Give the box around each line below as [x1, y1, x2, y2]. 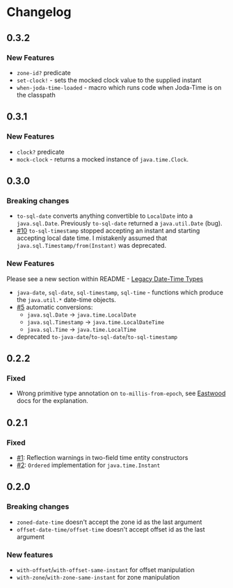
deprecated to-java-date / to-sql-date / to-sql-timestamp [16, 332, 178, 341]
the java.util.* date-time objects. [16, 295, 116, 303]
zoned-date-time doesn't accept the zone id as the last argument [16, 518, 202, 526]
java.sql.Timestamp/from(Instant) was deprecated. [16, 241, 167, 250]
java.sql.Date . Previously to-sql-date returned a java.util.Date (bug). [16, 219, 223, 228]
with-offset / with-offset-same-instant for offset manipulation [16, 565, 195, 574]
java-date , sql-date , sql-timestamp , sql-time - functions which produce [16, 288, 224, 296]
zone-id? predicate [16, 68, 71, 77]
